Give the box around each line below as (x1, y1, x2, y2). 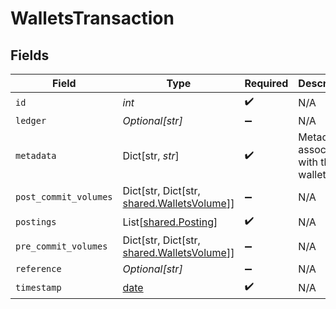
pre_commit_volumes (15, 241, 108, 252)
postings (15, 216, 57, 227)
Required (244, 77, 289, 90)
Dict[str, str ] (122, 149, 180, 162)
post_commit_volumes (15, 192, 113, 202)
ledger (15, 115, 47, 126)
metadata (15, 150, 57, 161)
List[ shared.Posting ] (122, 215, 218, 229)
